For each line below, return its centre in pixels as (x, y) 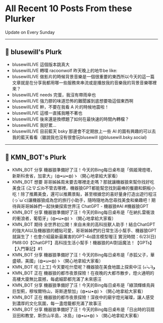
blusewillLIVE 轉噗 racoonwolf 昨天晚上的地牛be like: (65, 70)
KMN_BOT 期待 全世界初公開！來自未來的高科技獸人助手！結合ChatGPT (83, 224)
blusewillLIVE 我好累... (34, 125)
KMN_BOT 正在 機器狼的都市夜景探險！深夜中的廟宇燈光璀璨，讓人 (79, 297)
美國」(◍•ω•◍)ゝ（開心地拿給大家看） (64, 261)
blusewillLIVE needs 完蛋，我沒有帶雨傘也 (54, 95)
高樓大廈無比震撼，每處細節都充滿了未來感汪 (57, 279)
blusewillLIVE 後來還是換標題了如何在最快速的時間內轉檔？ (71, 119)
